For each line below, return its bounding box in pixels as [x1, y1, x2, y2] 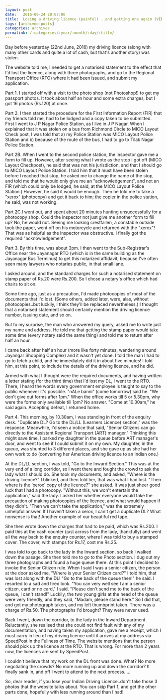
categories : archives [5, 26, 50, 31]
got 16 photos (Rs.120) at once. [5, 101, 69, 106]
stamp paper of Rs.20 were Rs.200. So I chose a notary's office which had [5, 276, 158, 281]
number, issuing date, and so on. [5, 312, 72, 318]
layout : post [5, 7, 32, 12]
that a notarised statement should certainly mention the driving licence [5, 307, 150, 312]
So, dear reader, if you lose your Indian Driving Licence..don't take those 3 [5, 679, 158, 684]
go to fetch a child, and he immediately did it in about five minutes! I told [5, 358, 153, 364]
